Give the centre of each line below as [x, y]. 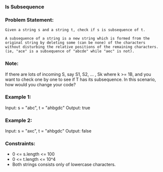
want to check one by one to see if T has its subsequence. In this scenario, [81, 79]
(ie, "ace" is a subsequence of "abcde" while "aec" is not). [70, 51]
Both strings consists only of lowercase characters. [64, 165]
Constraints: [20, 144]
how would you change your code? [40, 84]
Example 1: [18, 97]
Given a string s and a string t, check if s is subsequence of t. [75, 30]
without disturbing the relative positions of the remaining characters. [82, 47]
